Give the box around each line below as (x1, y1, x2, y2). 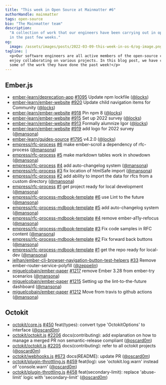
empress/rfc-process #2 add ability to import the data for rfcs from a (12, 173, 153, 179)
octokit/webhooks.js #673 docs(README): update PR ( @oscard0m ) (12, 353, 151, 359)
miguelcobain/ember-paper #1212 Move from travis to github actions (12, 288, 152, 295)
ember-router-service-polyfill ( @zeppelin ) (12, 262, 98, 268)
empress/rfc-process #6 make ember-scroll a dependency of (12, 141, 138, 147)
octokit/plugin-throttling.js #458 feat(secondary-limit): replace (12, 369, 139, 375)
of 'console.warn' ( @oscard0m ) (12, 364, 78, 370)
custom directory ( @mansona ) (12, 178, 75, 184)
